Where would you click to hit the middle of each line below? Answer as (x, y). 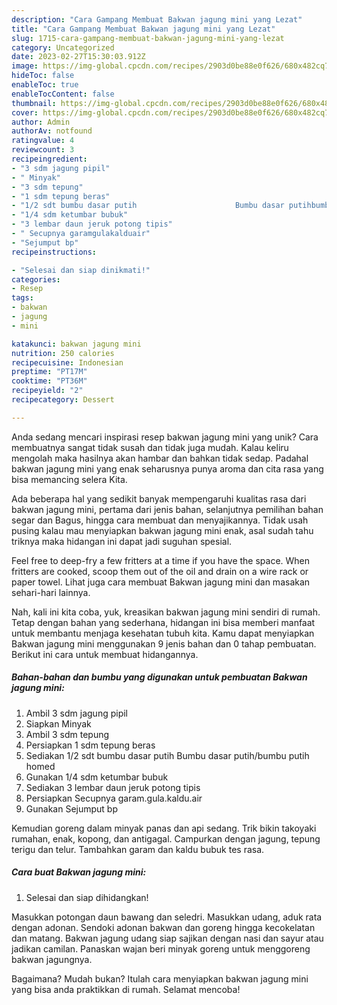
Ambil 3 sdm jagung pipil (76, 713)
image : (25, 66)
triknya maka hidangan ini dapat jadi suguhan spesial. (122, 541)
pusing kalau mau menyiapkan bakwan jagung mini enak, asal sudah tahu (162, 530)
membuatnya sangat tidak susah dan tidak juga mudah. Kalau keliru (150, 447)
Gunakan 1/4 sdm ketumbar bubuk (97, 777)
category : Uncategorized (63, 47)
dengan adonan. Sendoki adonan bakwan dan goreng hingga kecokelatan (163, 927)
